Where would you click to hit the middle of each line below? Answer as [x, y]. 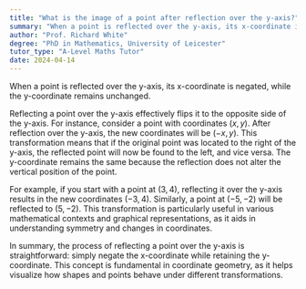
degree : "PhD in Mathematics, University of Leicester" [117, 43]
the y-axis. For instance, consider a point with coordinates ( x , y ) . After [140, 123]
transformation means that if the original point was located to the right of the [153, 143]
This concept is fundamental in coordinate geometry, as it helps [173, 265]
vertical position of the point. [63, 171]
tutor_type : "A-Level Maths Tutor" [77, 52]
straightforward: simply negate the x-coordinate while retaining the [135, 255]
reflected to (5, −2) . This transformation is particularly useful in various [142, 209]
